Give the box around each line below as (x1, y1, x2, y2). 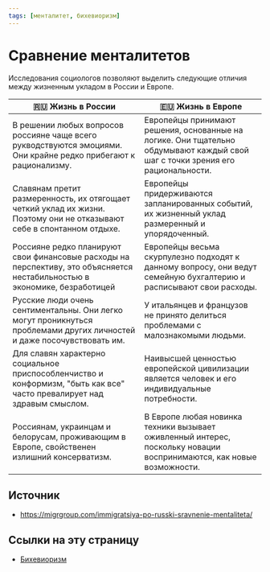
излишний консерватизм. (12, 451, 112, 463)
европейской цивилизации (144, 363, 249, 374)
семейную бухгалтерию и (144, 271, 246, 282)
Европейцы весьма (144, 241, 220, 252)
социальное (12, 357, 60, 368)
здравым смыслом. (12, 397, 89, 409)
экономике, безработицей (12, 281, 116, 292)
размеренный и (144, 218, 207, 229)
